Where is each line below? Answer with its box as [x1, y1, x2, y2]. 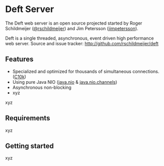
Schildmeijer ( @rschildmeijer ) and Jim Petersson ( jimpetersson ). [5, 25, 139, 31]
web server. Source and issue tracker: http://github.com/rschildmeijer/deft [5, 40, 159, 46]
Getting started [5, 141, 54, 150]
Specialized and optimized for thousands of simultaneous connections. [12, 68, 159, 74]
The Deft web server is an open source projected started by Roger [5, 20, 142, 26]
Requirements [5, 114, 50, 122]
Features [5, 55, 34, 64]
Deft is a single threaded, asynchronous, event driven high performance [5, 35, 154, 41]
